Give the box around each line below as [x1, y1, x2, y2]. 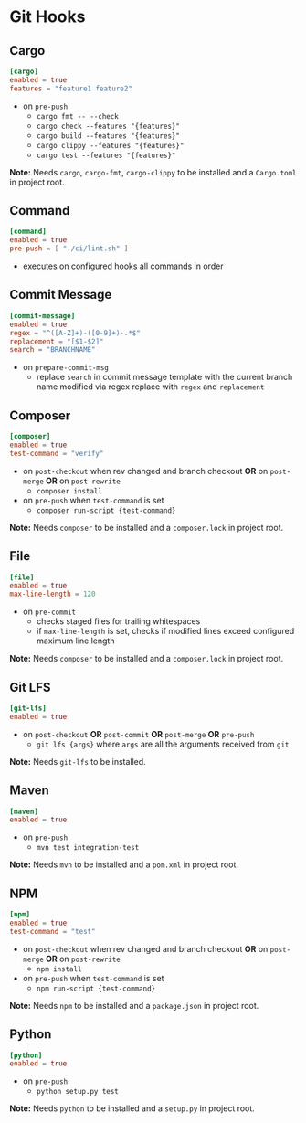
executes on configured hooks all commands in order [22, 260, 224, 271]
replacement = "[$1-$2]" [9, 336, 104, 346]
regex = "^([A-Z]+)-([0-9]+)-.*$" [9, 328, 142, 337]
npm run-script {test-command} [36, 984, 156, 993]
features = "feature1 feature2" [9, 84, 132, 93]
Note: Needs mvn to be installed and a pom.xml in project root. [9, 859, 239, 870]
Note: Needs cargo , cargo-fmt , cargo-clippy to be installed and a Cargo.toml [9, 166, 297, 177]
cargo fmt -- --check [36, 111, 119, 121]
